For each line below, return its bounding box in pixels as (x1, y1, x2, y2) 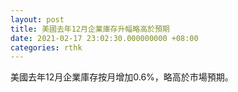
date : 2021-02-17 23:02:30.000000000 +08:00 (10, 33, 199, 43)
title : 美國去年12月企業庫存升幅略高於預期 (10, 24, 170, 34)
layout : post (10, 14, 65, 25)
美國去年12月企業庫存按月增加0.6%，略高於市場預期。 (10, 71, 234, 83)
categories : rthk (10, 42, 83, 53)
